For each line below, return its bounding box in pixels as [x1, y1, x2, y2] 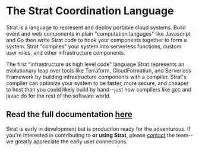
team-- [176, 131, 194, 139]
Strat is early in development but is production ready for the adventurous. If [6, 125, 191, 132]
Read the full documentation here [6, 109, 132, 119]
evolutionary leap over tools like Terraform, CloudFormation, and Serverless [6, 67, 192, 74]
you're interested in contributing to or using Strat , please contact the [6, 131, 175, 139]
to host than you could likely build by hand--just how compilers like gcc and [6, 86, 192, 93]
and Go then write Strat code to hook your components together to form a [6, 36, 187, 43]
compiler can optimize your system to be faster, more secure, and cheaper [6, 79, 189, 87]
